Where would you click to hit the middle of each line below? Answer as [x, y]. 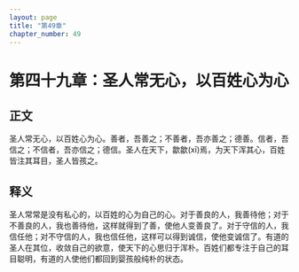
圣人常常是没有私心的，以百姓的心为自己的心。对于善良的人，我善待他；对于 [149, 214]
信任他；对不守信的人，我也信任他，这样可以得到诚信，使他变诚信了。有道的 [149, 237]
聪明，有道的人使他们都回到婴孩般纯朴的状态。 [102, 259]
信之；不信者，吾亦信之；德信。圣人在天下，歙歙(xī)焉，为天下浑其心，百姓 [147, 150]
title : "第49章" [38, 26]
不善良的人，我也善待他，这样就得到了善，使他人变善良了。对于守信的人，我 [149, 226]
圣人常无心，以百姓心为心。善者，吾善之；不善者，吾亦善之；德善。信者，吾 [149, 139]
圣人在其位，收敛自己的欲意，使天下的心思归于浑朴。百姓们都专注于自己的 [145, 248]
